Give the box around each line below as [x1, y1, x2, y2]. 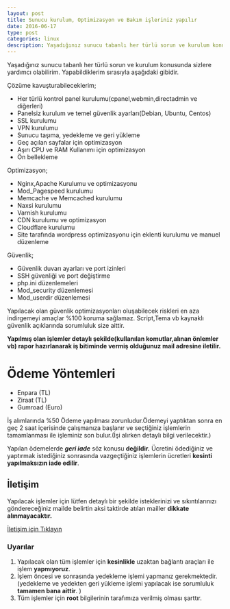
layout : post [7, 10, 44, 17]
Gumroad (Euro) [16, 403, 63, 411]
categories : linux [7, 36, 60, 43]
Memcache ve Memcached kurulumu [16, 194, 123, 202]
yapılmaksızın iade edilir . [7, 459, 80, 467]
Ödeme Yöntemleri [7, 366, 116, 381]
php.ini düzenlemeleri [16, 279, 79, 287]
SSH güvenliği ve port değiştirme [16, 272, 111, 280]
